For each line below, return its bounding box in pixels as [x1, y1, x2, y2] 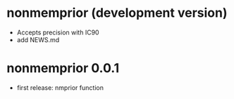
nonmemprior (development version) [6, 5, 228, 21]
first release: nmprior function [16, 83, 104, 92]
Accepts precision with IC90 [16, 28, 99, 37]
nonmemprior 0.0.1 [6, 60, 120, 77]
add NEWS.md [16, 35, 60, 44]
